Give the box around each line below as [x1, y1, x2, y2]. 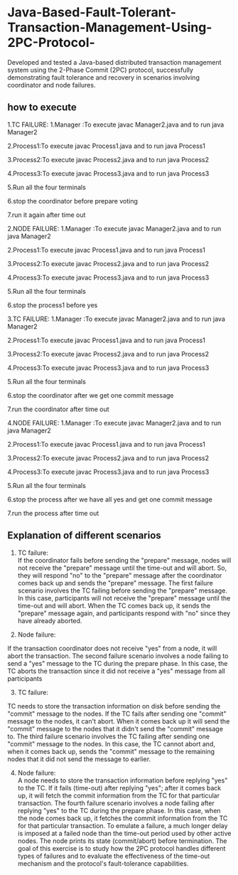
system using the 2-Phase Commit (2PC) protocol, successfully [7, 65, 194, 74]
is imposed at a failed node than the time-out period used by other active [17, 829, 232, 837]
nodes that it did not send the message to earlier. [7, 755, 151, 763]
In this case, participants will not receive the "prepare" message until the [17, 593, 231, 602]
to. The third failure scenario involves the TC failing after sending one [7, 732, 210, 741]
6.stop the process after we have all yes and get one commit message [7, 495, 213, 504]
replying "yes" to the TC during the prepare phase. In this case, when [17, 806, 222, 815]
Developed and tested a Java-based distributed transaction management [7, 58, 222, 66]
